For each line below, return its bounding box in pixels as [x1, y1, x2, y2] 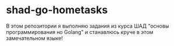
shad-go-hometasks [6, 3, 108, 17]
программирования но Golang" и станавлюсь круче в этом [6, 28, 154, 35]
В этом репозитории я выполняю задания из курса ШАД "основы [6, 22, 169, 29]
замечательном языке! [6, 34, 63, 41]
